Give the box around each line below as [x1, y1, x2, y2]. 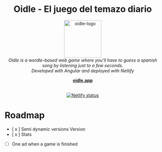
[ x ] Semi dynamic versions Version [11, 126, 86, 132]
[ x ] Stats [11, 131, 32, 137]
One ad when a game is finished [11, 141, 78, 147]
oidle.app [73, 77, 93, 83]
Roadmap [4, 110, 45, 121]
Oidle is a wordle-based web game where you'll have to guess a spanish [8, 57, 157, 63]
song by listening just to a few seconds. [42, 62, 123, 68]
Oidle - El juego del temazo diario [13, 3, 152, 15]
